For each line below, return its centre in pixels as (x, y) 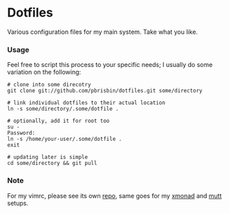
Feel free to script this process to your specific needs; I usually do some (110, 65)
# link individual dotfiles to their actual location (86, 103)
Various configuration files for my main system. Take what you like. (103, 32)
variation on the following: (44, 72)
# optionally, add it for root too (58, 121)
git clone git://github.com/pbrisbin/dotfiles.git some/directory (105, 91)
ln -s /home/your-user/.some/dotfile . (65, 139)
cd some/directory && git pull (52, 164)
